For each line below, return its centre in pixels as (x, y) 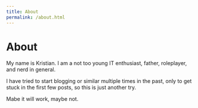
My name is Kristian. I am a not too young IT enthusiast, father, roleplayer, (97, 63)
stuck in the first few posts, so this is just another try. (71, 88)
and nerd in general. (31, 70)
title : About (22, 12)
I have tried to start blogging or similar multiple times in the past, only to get (99, 81)
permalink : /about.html (36, 17)
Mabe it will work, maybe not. (42, 99)
